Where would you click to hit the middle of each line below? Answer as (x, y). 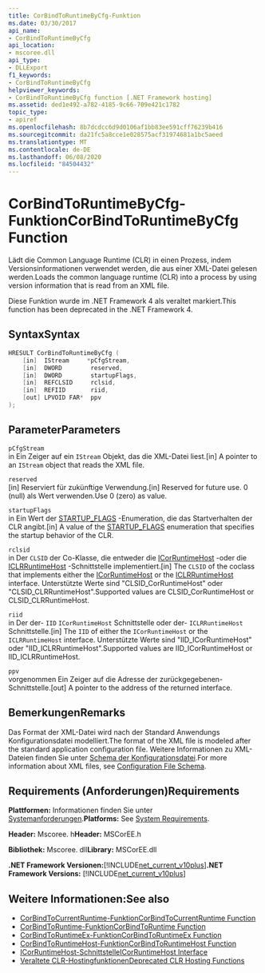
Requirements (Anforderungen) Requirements (124, 791)
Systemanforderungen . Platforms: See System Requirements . (109, 819)
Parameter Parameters (65, 430)
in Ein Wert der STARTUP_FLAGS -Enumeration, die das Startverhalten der (131, 518)
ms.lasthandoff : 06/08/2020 (55, 157)
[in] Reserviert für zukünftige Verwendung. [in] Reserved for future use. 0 (128, 487)
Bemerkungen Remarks (67, 713)
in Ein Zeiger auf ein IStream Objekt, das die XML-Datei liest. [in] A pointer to (133, 456)
